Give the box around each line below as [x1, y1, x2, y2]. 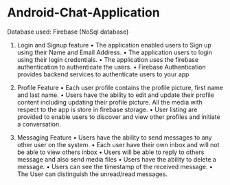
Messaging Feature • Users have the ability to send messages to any [16, 133, 212, 142]
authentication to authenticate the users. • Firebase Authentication [16, 63, 206, 71]
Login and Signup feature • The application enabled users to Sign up [16, 41, 211, 49]
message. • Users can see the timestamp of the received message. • [16, 162, 213, 171]
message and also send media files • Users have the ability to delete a [16, 155, 216, 163]
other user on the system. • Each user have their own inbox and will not [16, 140, 220, 149]
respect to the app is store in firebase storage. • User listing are [16, 105, 198, 113]
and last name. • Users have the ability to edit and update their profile [16, 91, 214, 99]
